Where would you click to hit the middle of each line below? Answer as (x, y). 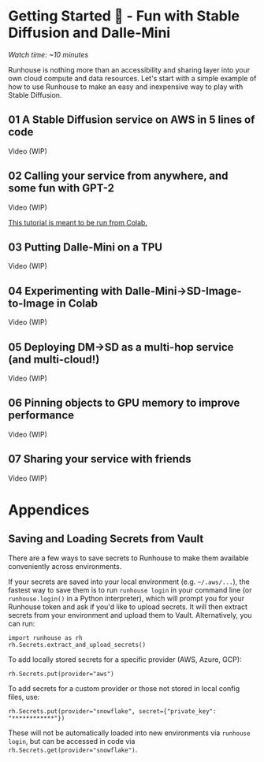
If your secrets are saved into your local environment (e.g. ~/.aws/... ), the (129, 582)
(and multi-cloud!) (54, 359)
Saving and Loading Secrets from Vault (106, 539)
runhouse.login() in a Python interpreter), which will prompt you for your (126, 598)
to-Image (32, 303)
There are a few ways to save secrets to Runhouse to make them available (129, 558)
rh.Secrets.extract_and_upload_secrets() (77, 645)
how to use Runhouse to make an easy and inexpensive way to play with (126, 87)
